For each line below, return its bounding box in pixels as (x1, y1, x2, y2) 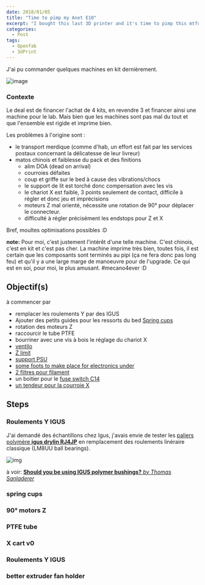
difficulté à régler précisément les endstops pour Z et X (24, 215, 164, 222)
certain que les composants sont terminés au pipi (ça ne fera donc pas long (6, 251, 196, 259)
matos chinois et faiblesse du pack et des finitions (15, 156, 142, 164)
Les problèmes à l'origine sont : (6, 131, 85, 139)
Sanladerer (6, 474, 35, 482)
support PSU (15, 355, 48, 362)
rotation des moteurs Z (15, 323, 73, 330)
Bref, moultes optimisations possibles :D (6, 227, 107, 234)
